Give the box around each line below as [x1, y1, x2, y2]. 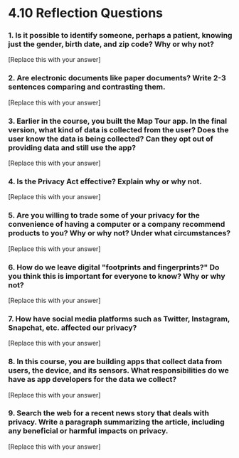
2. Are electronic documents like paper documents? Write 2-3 [8, 73, 226, 83]
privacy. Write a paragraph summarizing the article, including [8, 417, 225, 427]
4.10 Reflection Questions [8, 5, 163, 21]
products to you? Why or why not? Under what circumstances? [8, 228, 230, 238]
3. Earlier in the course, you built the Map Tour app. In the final [8, 116, 228, 126]
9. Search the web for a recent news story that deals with [8, 408, 209, 418]
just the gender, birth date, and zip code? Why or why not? [8, 39, 214, 49]
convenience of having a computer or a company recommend [8, 219, 225, 229]
